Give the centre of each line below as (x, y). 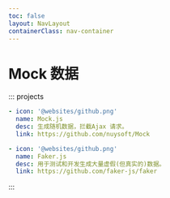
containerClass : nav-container (61, 31)
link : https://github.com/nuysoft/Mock (83, 134)
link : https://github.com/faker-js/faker (87, 171)
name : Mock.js (39, 119)
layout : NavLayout (39, 24)
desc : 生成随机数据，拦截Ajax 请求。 (72, 127)
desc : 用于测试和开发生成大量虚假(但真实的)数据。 (91, 164)
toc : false (27, 16)
